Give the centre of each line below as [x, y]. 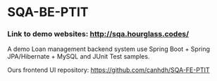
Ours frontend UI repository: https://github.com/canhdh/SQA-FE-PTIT [108, 70]
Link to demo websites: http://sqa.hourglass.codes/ [98, 34]
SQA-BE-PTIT [48, 12]
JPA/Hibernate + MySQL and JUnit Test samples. [79, 57]
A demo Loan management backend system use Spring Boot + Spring [108, 49]
